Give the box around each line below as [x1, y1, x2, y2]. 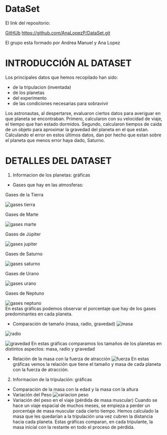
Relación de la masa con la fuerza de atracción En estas [12, 356, 149, 362]
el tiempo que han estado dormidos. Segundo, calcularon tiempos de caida [5, 121, 162, 127]
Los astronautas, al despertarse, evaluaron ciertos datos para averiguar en [5, 110, 161, 116]
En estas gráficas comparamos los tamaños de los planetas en [31, 340, 162, 346]
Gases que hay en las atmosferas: [12, 182, 83, 188]
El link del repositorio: [5, 20, 51, 26]
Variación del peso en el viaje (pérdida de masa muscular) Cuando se [12, 397, 158, 403]
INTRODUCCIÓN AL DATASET [5, 57, 132, 69]
